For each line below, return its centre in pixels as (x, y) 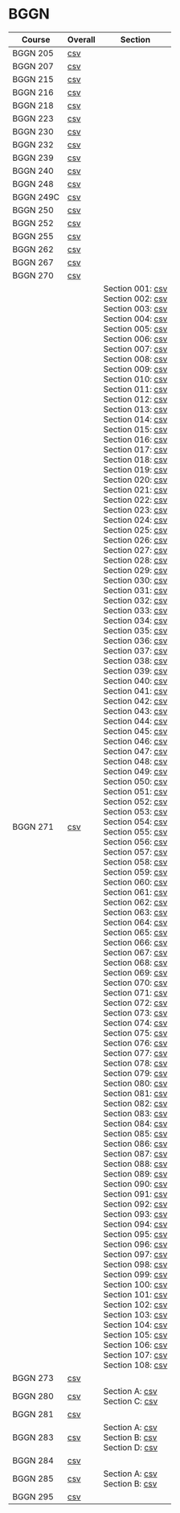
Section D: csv (131, 1447)
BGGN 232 (33, 144)
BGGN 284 (33, 1460)
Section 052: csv (135, 802)
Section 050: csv (135, 781)
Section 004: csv (135, 319)
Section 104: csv (135, 1325)
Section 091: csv (135, 1193)
